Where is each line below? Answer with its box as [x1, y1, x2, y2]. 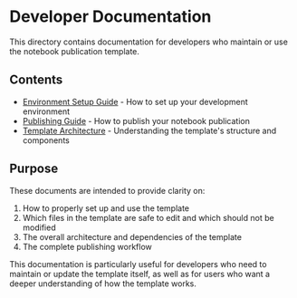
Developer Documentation [9, 6, 212, 27]
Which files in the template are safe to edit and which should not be [22, 212, 274, 223]
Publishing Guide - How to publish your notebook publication [22, 115, 251, 126]
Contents [9, 72, 63, 88]
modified [22, 222, 56, 233]
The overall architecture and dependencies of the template [22, 231, 243, 242]
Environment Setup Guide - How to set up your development [22, 96, 249, 107]
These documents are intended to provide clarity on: [9, 185, 206, 196]
